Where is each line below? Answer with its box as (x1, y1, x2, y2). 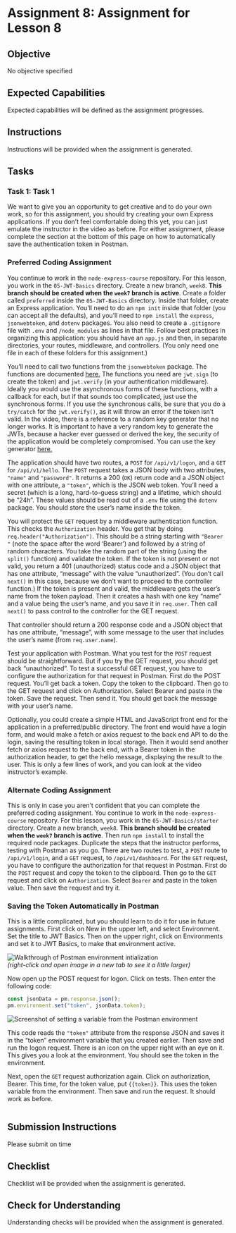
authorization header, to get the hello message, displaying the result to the (7, 752, 223, 761)
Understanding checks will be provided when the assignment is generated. (7, 1218, 224, 1227)
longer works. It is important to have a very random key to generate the (7, 422, 214, 431)
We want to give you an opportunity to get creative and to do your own (7, 202, 212, 211)
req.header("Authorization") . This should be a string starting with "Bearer (7, 532, 223, 540)
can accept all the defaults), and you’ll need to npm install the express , (7, 311, 214, 319)
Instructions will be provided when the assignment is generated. (7, 145, 193, 153)
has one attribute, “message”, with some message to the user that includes (7, 627, 224, 636)
